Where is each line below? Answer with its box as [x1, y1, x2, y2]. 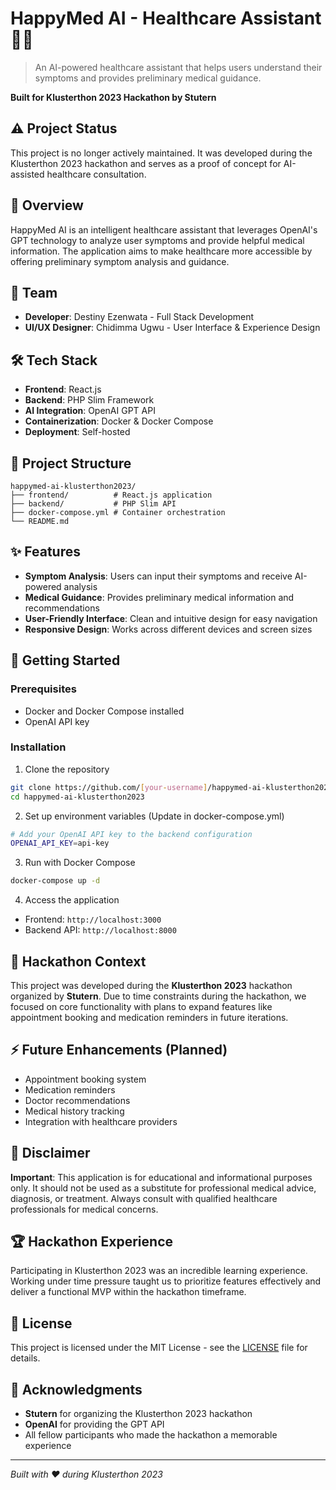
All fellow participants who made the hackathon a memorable [24, 1429, 278, 1441]
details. [10, 1352, 41, 1364]
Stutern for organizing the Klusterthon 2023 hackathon [24, 1408, 253, 1420]
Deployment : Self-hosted [24, 426, 131, 438]
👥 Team [10, 284, 58, 301]
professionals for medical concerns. [10, 1203, 159, 1215]
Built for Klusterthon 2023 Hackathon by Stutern [10, 91, 217, 103]
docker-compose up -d [10, 876, 101, 886]
